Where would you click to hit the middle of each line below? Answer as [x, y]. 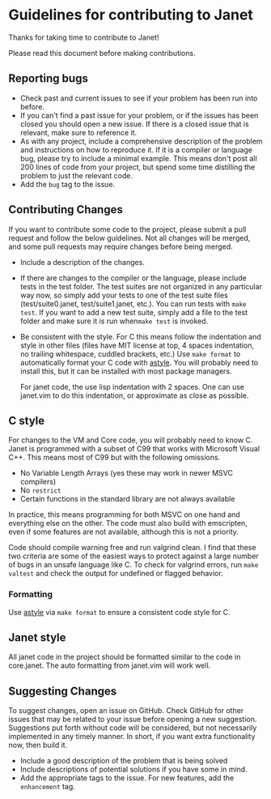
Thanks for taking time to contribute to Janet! [84, 37]
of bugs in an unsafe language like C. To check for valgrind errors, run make [133, 565]
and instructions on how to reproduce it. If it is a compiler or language [136, 150]
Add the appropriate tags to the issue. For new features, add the [127, 778]
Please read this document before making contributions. [102, 53]
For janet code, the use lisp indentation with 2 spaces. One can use [132, 387]
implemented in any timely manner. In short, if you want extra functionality [132, 737]
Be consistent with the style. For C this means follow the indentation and [140, 336]
